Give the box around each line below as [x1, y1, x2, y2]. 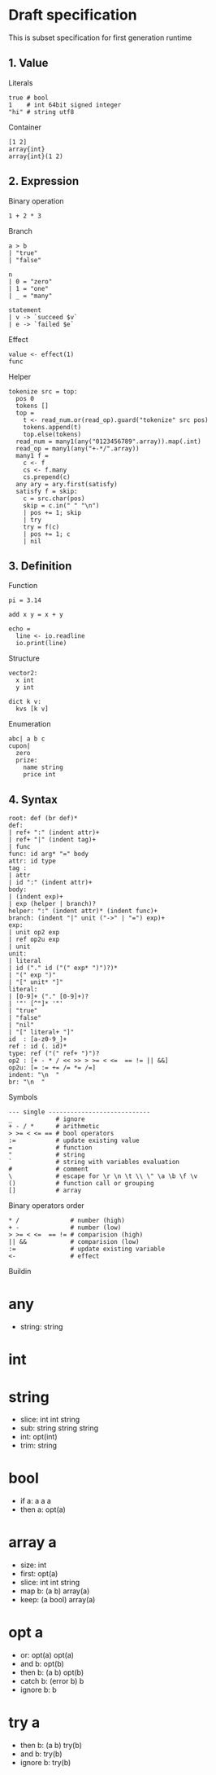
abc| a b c [8, 735, 45, 743]
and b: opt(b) [19, 1659, 65, 1669]
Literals [8, 77, 33, 87]
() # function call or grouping [8, 1180, 154, 1188]
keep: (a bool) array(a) [19, 1595, 96, 1605]
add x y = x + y [8, 611, 63, 619]
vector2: [8, 670, 38, 678]
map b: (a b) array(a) [19, 1586, 90, 1596]
